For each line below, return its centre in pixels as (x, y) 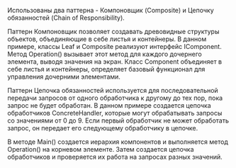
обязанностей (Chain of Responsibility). (66, 18)
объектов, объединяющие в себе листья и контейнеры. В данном (107, 39)
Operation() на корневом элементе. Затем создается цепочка (101, 149)
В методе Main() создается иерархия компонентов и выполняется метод (118, 142)
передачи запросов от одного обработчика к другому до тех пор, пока (115, 98)
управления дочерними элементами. (64, 77)
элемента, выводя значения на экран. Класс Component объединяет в (115, 62)
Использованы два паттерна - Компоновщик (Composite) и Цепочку (111, 10)
